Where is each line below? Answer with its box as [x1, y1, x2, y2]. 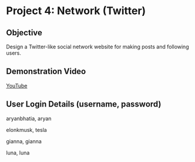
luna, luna [6, 149, 30, 156]
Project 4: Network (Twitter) [6, 4, 146, 18]
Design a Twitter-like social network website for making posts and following [6, 43, 189, 50]
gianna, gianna [6, 137, 42, 145]
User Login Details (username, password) [6, 99, 162, 110]
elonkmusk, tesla [6, 126, 47, 133]
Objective [6, 28, 43, 38]
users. [6, 49, 22, 57]
